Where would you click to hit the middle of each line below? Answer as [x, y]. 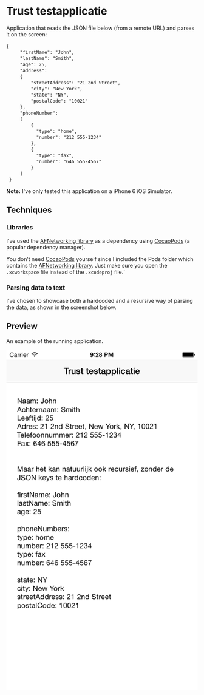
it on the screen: [27, 34]
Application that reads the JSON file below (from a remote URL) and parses [100, 28]
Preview [22, 326]
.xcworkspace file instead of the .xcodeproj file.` [66, 272]
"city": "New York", [57, 89]
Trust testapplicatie [57, 11]
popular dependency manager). [46, 247]
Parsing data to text [36, 288]
